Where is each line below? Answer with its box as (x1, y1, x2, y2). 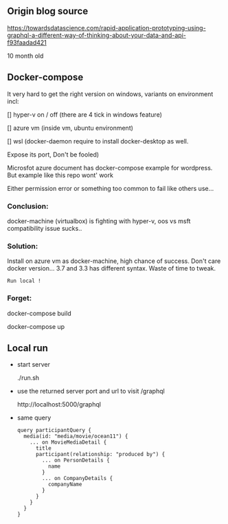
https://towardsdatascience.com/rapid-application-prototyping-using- (7, 23, 206, 32)
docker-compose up (7, 322, 65, 330)
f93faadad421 (7, 38, 47, 47)
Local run (7, 342, 48, 354)
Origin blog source (7, 5, 89, 17)
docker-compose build (7, 309, 71, 317)
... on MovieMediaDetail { (30, 439, 107, 446)
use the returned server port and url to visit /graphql (16, 387, 165, 396)
